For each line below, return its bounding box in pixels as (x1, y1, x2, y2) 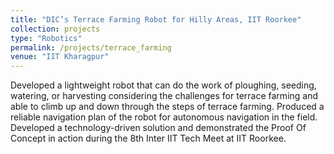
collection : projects (10, 24, 101, 34)
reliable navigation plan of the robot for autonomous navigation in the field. (10, 111, 318, 123)
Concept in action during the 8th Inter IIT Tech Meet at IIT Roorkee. (10, 132, 287, 145)
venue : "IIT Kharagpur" (10, 52, 110, 62)
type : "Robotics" (10, 33, 83, 43)
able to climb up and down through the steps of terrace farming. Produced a (10, 101, 325, 113)
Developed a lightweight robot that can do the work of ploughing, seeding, (10, 79, 317, 91)
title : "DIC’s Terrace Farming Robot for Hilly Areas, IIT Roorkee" (10, 14, 302, 25)
